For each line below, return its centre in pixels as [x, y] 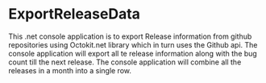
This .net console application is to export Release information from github [130, 36]
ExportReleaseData [75, 14]
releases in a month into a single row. [70, 70]
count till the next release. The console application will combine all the [125, 62]
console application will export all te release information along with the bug [133, 53]
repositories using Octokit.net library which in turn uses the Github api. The [133, 44]
